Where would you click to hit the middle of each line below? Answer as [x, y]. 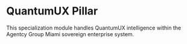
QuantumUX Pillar [52, 11]
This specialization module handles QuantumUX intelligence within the [94, 28]
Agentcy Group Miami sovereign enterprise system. [70, 34]
